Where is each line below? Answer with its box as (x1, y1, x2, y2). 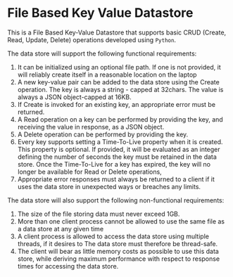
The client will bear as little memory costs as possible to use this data (17, 247, 220, 255)
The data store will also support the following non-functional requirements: (7, 195, 225, 205)
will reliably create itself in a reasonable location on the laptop (17, 70, 197, 79)
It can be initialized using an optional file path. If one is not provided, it (17, 63, 221, 71)
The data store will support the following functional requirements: (7, 49, 197, 58)
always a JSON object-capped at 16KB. (17, 93, 132, 101)
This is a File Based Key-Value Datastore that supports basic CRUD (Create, (7, 28, 227, 37)
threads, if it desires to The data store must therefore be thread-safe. (17, 239, 218, 247)
